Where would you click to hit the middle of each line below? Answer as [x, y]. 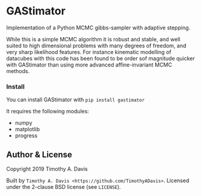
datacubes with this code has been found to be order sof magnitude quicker [101, 58]
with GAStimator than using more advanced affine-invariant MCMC [89, 65]
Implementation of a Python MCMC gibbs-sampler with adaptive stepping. [98, 28]
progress [26, 135]
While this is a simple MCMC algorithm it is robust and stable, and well [93, 39]
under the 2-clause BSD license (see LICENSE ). [64, 187]
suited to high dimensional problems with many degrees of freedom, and [96, 46]
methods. [18, 71]
